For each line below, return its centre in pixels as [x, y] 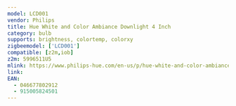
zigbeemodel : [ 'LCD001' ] [44, 46]
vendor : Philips [31, 20]
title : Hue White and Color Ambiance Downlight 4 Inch [89, 26]
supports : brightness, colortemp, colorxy [70, 40]
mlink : [17, 66]
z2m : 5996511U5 [29, 59]
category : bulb [29, 33]
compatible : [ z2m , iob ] [40, 53]
